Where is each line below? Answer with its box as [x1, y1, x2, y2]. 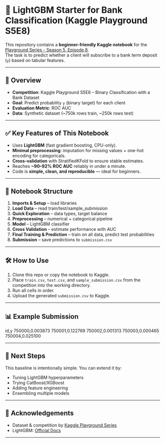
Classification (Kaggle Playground [5, 15, 148, 26]
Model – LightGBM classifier [12, 221, 70, 227]
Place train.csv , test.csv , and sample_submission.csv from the [12, 277, 141, 283]
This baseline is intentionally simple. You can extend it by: [5, 365, 122, 371]
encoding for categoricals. [12, 153, 66, 158]
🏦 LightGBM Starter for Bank [5, 4, 123, 16]
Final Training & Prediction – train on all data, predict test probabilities [12, 231, 155, 238]
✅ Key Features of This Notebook [5, 129, 109, 137]
